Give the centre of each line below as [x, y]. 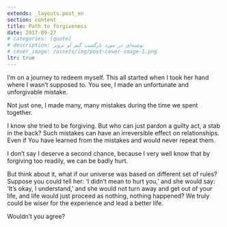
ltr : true [21, 58]
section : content [32, 20]
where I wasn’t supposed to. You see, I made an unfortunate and [98, 84]
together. [20, 112]
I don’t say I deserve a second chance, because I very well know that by [109, 153]
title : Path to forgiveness [47, 26]
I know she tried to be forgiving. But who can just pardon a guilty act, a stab [114, 125]
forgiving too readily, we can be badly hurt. [68, 161]
